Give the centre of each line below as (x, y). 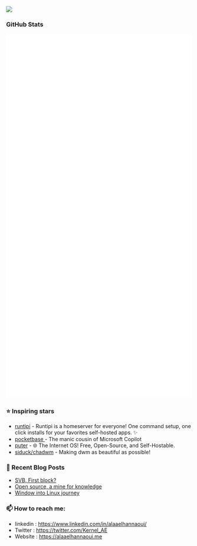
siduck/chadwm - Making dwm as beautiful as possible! (82, 452)
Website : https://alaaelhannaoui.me (58, 536)
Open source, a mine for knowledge (58, 487)
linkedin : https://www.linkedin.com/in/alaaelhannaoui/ (81, 523)
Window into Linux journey (47, 493)
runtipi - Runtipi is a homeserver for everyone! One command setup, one (103, 426)
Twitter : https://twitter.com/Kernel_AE (61, 530)
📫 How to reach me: (36, 509)
